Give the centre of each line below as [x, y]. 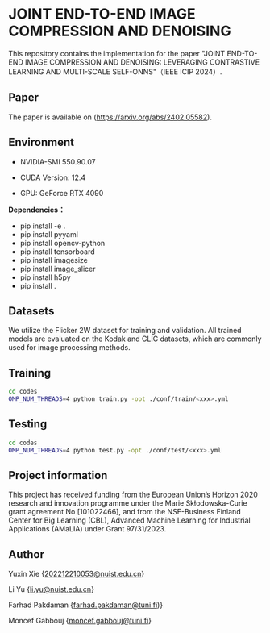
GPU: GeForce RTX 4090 [62, 193]
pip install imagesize [54, 260]
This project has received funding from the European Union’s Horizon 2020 [133, 495]
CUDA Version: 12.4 [53, 177]
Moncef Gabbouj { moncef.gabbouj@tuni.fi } [80, 621]
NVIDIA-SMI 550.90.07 [58, 161]
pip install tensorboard [57, 252]
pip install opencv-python [62, 243]
